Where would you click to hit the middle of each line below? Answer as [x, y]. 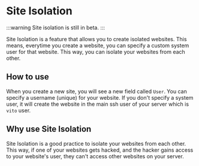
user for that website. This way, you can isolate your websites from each [96, 51]
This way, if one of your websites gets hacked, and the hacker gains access [100, 150]
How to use [28, 77]
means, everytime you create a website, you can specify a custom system [98, 45]
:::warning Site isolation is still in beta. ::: [55, 27]
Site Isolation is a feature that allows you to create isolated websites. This [97, 39]
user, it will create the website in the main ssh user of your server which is [98, 104]
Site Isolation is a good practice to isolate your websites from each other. [96, 143]
